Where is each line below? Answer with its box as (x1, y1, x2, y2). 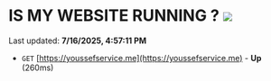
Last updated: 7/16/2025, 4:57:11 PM (8, 35, 146, 46)
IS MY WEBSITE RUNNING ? (8, 5, 220, 26)
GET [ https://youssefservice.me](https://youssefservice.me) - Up (21, 52, 262, 63)
